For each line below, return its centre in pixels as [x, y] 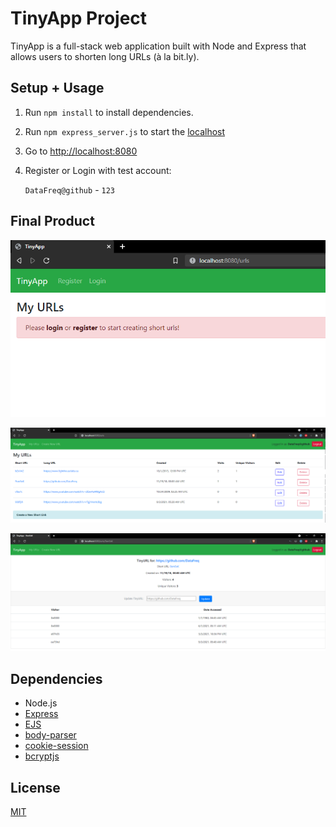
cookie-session [56, 746]
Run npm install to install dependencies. [109, 112]
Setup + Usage [57, 88]
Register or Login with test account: [98, 170]
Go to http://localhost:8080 [81, 151]
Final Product [52, 221]
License [35, 787]
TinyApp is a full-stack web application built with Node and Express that [158, 46]
